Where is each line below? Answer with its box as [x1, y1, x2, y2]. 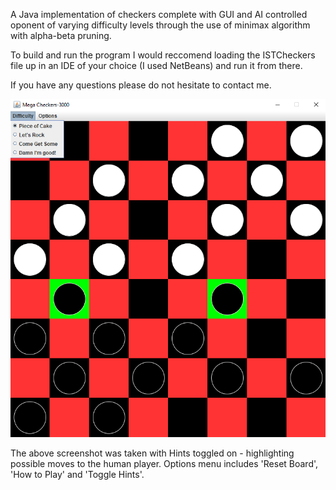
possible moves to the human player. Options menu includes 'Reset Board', [10, 457, 319, 469]
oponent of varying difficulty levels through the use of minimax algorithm [10, 19, 311, 31]
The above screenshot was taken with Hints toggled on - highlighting [10, 447, 295, 459]
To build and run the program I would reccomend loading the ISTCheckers [10, 49, 316, 61]
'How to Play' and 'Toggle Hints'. [10, 468, 145, 480]
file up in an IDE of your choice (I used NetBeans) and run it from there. [10, 60, 303, 71]
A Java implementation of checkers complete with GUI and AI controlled [10, 9, 308, 20]
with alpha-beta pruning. [10, 30, 112, 41]
